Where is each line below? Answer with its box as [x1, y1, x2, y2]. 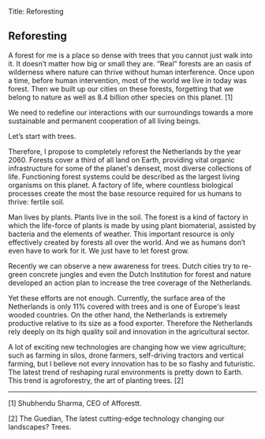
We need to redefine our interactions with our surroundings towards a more [8, 107, 254, 117]
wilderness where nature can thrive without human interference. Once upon [8, 67, 255, 77]
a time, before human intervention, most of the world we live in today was [8, 75, 247, 85]
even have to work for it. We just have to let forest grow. [8, 246, 190, 255]
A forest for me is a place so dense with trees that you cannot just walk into [8, 51, 253, 60]
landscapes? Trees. [8, 422, 72, 431]
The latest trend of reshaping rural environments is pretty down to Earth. [8, 367, 243, 377]
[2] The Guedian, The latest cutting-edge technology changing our [8, 414, 225, 423]
